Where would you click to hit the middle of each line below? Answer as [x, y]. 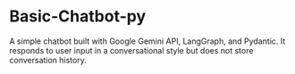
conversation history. [48, 60]
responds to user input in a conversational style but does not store [131, 50]
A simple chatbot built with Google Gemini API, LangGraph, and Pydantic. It [147, 41]
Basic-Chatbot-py [78, 16]
